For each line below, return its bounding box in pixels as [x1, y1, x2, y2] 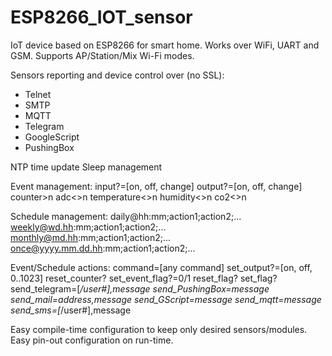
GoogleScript [24, 131, 80, 143]
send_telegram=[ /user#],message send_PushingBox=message [10, 282, 270, 295]
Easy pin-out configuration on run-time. [10, 334, 174, 346]
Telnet [24, 88, 52, 100]
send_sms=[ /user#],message [10, 304, 132, 316]
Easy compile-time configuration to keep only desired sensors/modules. [10, 323, 308, 335]
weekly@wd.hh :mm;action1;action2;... [10, 221, 167, 233]
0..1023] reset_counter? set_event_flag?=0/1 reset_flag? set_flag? [10, 272, 278, 284]
